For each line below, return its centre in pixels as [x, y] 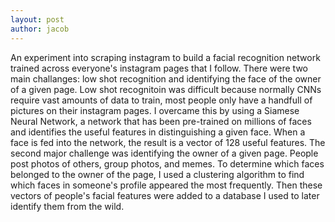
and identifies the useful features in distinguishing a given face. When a [158, 132]
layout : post [37, 19]
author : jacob [40, 29]
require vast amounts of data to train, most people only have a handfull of [161, 100]
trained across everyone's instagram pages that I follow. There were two [159, 68]
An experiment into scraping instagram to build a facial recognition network [165, 57]
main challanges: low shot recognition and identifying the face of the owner [166, 78]
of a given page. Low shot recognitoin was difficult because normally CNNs [166, 89]
